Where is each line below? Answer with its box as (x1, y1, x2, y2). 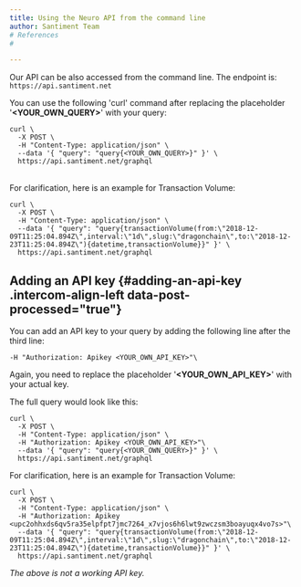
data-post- (127, 287, 191, 302)
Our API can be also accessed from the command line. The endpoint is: (9, 72, 277, 83)
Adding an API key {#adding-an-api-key (9, 273, 243, 288)
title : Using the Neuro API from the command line (9, 13, 206, 23)
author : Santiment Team (9, 22, 100, 31)
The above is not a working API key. (9, 568, 145, 579)
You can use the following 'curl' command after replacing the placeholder (9, 98, 285, 109)
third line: (9, 335, 46, 347)
